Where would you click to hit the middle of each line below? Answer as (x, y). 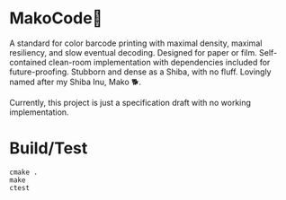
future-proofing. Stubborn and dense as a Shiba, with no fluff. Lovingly (140, 72)
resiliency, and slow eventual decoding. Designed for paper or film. (134, 52)
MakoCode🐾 (56, 18)
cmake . (24, 172)
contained (28, 62)
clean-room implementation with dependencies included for (159, 62)
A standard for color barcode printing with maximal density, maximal (136, 43)
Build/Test (49, 148)
